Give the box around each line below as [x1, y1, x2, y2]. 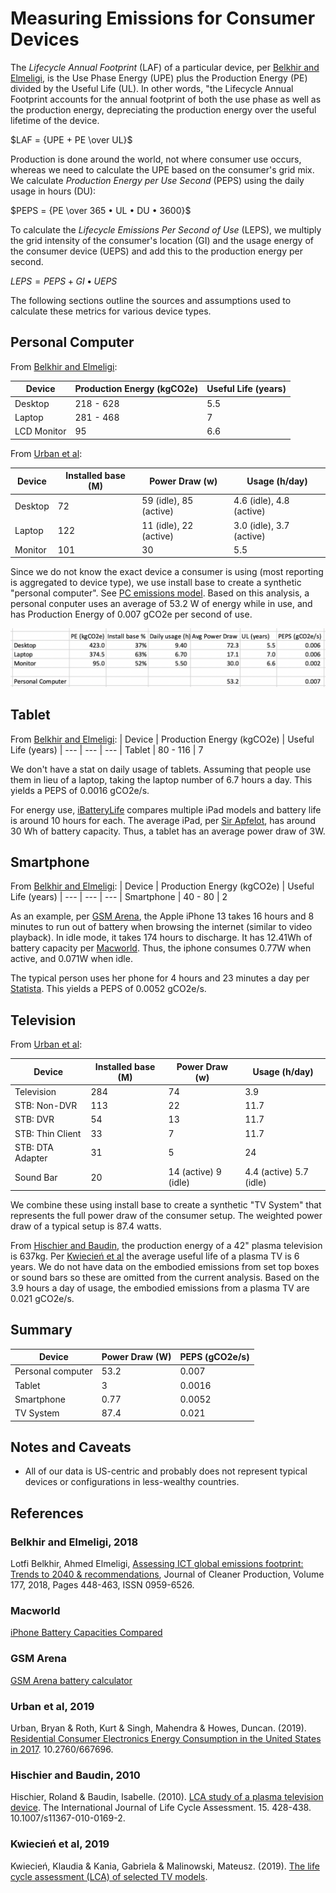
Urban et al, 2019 [10, 1699, 95, 1713]
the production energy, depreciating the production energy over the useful [10, 103, 317, 116]
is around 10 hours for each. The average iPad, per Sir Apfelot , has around [10, 814, 317, 826]
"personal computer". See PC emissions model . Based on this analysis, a [10, 587, 310, 599]
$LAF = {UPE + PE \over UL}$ [10, 133, 133, 146]
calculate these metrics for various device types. [10, 305, 212, 317]
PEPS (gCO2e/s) [179, 1351, 250, 1363]
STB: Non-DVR [14, 1100, 78, 1112]
